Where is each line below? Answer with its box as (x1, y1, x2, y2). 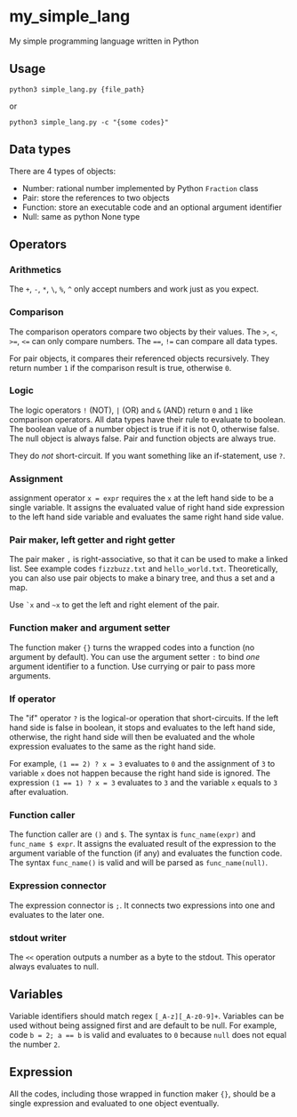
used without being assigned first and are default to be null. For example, (9, 1020, 277, 1031)
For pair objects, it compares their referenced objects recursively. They (9, 353, 269, 364)
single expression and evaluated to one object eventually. (9, 1097, 220, 1108)
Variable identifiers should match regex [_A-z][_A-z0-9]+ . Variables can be (9, 1010, 285, 1021)
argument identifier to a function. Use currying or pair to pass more (9, 661, 256, 671)
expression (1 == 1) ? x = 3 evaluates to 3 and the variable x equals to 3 (9, 777, 278, 788)
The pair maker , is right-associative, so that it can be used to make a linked (9, 554, 289, 565)
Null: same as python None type (21, 211, 140, 221)
